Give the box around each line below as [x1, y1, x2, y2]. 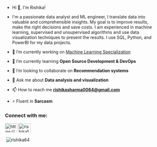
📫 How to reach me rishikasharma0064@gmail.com [12, 87, 120, 92]
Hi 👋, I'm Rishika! [12, 5, 46, 10]
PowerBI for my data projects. [12, 40, 71, 45]
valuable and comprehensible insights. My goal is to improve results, [12, 19, 149, 25]
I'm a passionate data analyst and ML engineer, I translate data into [12, 14, 146, 19]
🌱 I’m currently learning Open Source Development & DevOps [12, 59, 136, 64]
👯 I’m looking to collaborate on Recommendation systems [12, 68, 129, 73]
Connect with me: [5, 112, 48, 118]
